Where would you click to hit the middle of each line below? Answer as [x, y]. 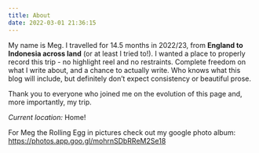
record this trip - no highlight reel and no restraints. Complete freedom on [127, 62]
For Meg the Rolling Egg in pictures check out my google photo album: [122, 132]
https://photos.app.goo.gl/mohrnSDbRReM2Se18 [87, 140]
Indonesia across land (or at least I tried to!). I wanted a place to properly [127, 53]
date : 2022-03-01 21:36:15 [52, 23]
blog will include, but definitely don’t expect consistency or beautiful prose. [129, 78]
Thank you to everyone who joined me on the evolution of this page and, [125, 93]
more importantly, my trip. [50, 102]
